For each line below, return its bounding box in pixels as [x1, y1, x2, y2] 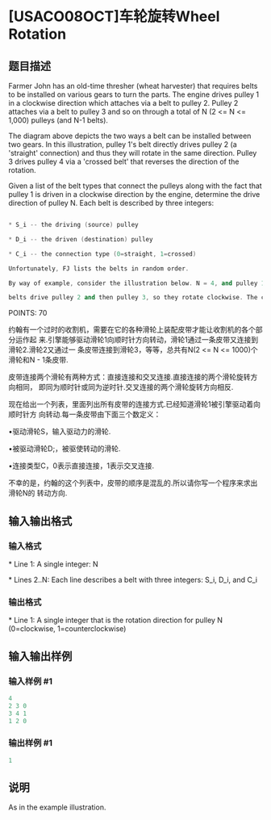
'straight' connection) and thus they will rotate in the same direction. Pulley [8, 149, 257, 157]
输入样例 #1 [8, 676, 52, 687]
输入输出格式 [8, 514, 73, 528]
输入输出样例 [8, 649, 73, 663]
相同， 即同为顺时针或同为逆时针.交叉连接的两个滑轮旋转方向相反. [15, 383, 234, 392]
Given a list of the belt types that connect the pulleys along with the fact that [8, 181, 262, 190]
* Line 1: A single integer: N [8, 559, 98, 569]
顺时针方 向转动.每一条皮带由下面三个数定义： [8, 409, 161, 420]
